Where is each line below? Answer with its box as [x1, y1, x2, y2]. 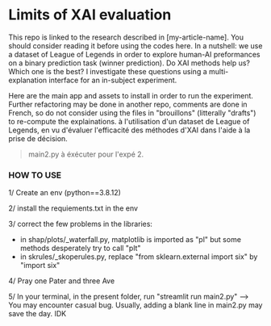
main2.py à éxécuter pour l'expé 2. [27, 149, 144, 159]
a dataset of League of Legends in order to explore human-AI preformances [8, 49, 261, 59]
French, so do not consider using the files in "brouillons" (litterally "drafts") [8, 107, 256, 118]
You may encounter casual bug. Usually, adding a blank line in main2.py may [8, 300, 263, 310]
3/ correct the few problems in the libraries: [8, 219, 153, 229]
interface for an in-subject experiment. [48, 75, 177, 85]
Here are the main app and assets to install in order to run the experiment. [8, 90, 254, 100]
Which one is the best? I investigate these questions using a [8, 66, 207, 76]
